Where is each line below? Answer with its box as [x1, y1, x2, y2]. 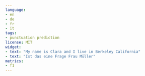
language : [5, 7, 26, 12]
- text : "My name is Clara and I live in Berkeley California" [5, 49, 141, 54]
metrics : [5, 58, 24, 63]
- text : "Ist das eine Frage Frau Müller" [5, 53, 96, 59]
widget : [5, 44, 22, 49]
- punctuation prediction [5, 35, 59, 40]
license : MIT [5, 40, 33, 45]
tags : [5, 30, 17, 35]
